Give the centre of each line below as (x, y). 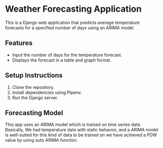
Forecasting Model (34, 113)
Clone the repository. (33, 87)
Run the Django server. (35, 97)
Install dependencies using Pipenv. (47, 92)
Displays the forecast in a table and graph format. (62, 60)
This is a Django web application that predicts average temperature (72, 22)
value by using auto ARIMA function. (42, 140)
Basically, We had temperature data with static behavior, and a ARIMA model (82, 130)
